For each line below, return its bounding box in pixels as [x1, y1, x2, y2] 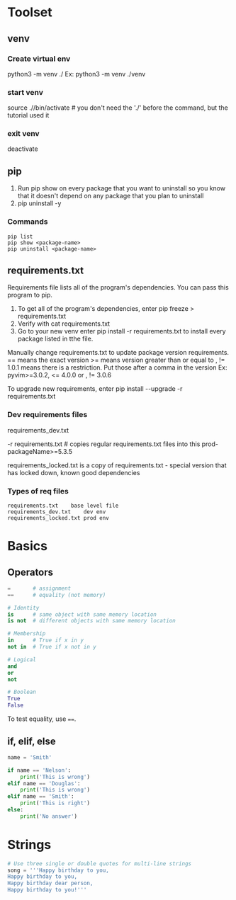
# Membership [7, 630, 46, 637]
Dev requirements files [7, 410, 88, 420]
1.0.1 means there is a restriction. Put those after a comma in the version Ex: [7, 363, 228, 372]
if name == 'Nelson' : [7, 766, 72, 774]
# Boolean [7, 688, 37, 696]
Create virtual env [7, 54, 71, 64]
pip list [7, 233, 33, 240]
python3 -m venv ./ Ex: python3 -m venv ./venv [7, 69, 146, 78]
